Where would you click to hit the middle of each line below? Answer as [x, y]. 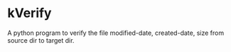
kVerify [29, 13]
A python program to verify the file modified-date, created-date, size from [116, 33]
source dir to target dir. [41, 40]
